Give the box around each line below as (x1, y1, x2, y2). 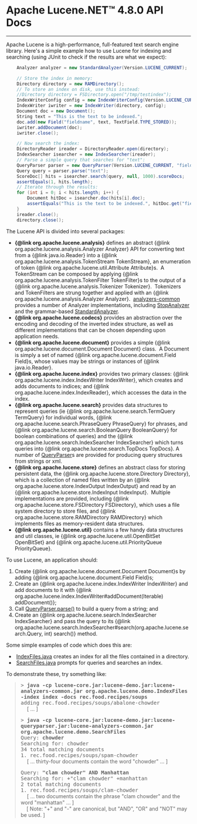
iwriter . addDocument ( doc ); (16, 125, 83, 130)
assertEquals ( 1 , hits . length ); (16, 179, 93, 185)
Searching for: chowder (20, 740, 89, 746)
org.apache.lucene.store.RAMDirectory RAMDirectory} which (14, 513, 163, 520)
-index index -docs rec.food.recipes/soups (20, 694, 148, 700)
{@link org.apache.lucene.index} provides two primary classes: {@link (14, 370, 189, 377)
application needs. (14, 332, 60, 339)
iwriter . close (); (16, 130, 59, 136)
